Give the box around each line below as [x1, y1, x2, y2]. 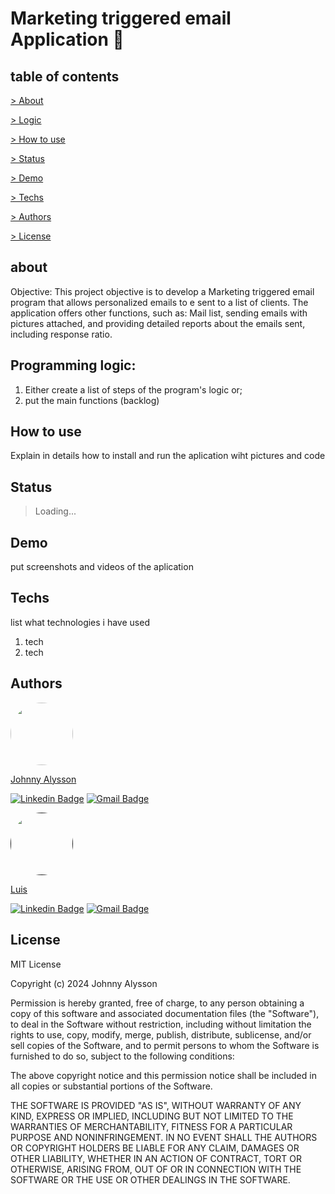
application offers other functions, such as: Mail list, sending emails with [10, 307, 308, 319]
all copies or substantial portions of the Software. [10, 1080, 213, 1092]
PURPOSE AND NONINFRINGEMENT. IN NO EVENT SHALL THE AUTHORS [10, 1131, 318, 1143]
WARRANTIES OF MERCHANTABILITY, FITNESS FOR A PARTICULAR [10, 1120, 293, 1132]
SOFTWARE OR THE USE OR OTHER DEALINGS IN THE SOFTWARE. [10, 1173, 291, 1186]
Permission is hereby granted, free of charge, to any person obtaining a [10, 997, 305, 1009]
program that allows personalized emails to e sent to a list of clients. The [10, 296, 309, 308]
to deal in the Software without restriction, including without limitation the [10, 1018, 312, 1030]
